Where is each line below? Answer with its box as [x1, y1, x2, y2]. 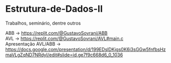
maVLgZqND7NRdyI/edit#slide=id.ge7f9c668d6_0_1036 [5, 52, 123, 58]
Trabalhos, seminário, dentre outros [5, 20, 81, 26]
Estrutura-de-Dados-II [5, 3, 103, 15]
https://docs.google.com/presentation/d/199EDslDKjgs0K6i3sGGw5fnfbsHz [5, 46, 166, 52]
